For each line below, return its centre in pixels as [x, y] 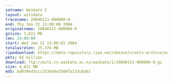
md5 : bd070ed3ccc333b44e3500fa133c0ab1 [48, 72]
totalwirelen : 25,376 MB [32, 48]
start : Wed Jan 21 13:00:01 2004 [41, 43]
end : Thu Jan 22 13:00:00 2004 [39, 24]
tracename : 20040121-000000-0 [38, 19]
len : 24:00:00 [21, 39]
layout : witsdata [24, 15]
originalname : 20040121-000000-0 [41, 29]
